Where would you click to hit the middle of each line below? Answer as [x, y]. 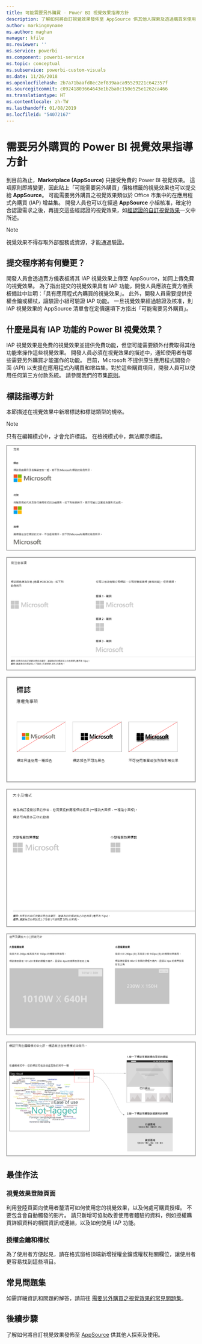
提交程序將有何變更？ [46, 263]
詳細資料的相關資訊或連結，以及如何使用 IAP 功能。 [75, 1223]
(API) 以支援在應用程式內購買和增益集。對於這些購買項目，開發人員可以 [102, 368]
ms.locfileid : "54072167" [38, 115]
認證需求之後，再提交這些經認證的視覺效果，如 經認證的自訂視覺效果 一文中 [103, 210]
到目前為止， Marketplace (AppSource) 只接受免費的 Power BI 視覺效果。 [97, 180]
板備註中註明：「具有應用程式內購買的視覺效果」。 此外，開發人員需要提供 [96, 294]
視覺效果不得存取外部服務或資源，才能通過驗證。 [67, 242]
